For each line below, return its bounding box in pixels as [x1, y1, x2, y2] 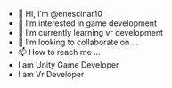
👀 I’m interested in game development [17, 18, 158, 28]
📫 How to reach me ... [17, 47, 101, 57]
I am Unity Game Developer [17, 60, 119, 70]
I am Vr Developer [17, 69, 85, 79]
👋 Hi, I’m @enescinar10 [17, 9, 102, 19]
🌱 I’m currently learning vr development [17, 28, 163, 37]
